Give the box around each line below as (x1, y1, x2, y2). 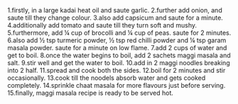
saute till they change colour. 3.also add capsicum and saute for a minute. (7, 13, 224, 22)
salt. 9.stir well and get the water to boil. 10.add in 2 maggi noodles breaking (7, 59, 230, 67)
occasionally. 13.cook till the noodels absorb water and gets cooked (7, 74, 206, 82)
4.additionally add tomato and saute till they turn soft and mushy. (7, 21, 198, 29)
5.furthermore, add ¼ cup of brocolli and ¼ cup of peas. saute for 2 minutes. (7, 28, 232, 37)
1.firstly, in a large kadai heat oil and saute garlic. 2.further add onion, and (7, 6, 222, 14)
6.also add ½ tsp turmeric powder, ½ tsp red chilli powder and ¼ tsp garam (7, 36, 227, 45)
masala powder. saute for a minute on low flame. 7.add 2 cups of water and (7, 44, 227, 52)
